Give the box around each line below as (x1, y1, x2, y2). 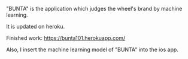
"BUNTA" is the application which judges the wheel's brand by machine (6, 5, 183, 12)
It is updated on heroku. (6, 23, 65, 30)
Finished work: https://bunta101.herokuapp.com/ (6, 35, 126, 41)
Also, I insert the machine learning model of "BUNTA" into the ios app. (6, 46, 178, 53)
